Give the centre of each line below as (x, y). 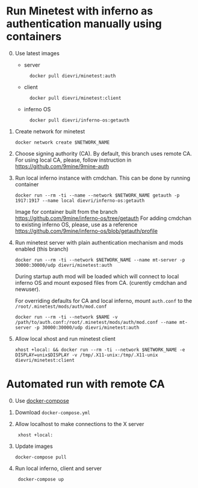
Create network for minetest (50, 131)
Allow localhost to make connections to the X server (79, 424)
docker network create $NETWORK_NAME (62, 142)
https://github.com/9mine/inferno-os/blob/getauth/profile (86, 231)
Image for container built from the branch (66, 212)
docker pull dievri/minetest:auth (73, 76)
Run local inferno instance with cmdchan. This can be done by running (103, 178)
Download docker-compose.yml (52, 412)
